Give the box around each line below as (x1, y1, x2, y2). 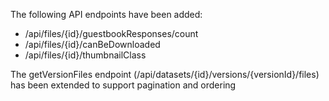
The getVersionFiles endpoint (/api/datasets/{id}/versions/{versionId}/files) (10, 69, 320, 80)
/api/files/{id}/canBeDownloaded (24, 39, 161, 50)
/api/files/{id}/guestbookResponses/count (24, 28, 199, 39)
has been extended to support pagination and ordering (10, 79, 237, 91)
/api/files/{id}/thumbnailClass (24, 49, 147, 61)
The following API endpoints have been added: (10, 9, 203, 20)
